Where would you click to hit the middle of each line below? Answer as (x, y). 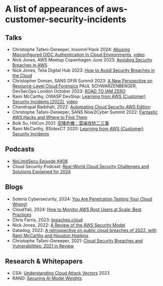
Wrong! (20, 204)
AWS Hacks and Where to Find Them (50, 117)
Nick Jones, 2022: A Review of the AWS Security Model (68, 225)
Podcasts (20, 149)
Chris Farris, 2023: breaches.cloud (47, 220)
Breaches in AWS (30, 65)
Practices (22, 214)
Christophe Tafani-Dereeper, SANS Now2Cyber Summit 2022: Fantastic (85, 112)
